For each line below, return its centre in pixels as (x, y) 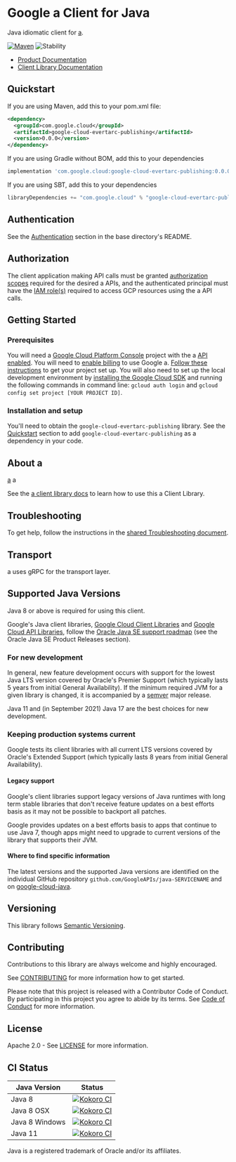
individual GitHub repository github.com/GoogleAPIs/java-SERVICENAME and (115, 879)
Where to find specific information (59, 856)
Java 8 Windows (38, 1122)
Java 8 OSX (31, 1110)
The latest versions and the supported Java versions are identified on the (113, 871)
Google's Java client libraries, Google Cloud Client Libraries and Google (111, 624)
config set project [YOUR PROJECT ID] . (65, 393)
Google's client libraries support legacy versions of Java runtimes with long (117, 796)
